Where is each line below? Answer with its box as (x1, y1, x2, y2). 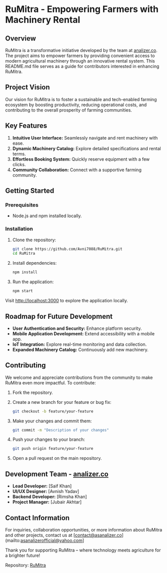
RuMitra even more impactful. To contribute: (5, 379, 96, 386)
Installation (5, 225, 33, 232)
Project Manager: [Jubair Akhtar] (12, 499, 82, 505)
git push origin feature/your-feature (12, 446, 93, 451)
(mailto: (5, 537, 21, 543)
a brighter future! (5, 552, 40, 558)
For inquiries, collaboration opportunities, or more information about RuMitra (5, 526, 162, 532)
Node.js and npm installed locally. (12, 213, 82, 219)
